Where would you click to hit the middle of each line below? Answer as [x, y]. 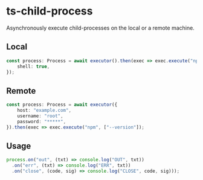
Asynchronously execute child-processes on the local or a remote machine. [100, 28]
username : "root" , [40, 116]
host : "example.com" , [44, 111]
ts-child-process [50, 11]
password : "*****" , [42, 121]
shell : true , [34, 66]
